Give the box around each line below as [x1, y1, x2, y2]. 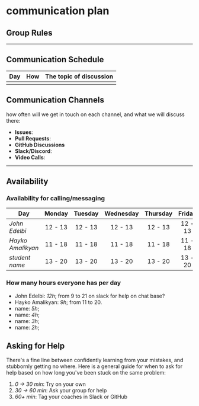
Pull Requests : [14, 135, 52, 142]
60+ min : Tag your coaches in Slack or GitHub [14, 393, 128, 401]
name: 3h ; [14, 317, 40, 324]
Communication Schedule [6, 55, 104, 65]
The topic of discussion [45, 72, 114, 81]
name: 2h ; [14, 324, 40, 331]
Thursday [145, 209, 173, 218]
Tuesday [73, 209, 99, 218]
